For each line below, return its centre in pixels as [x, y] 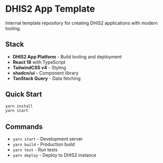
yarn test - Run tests [35, 150]
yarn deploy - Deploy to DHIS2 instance [55, 155]
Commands [24, 127]
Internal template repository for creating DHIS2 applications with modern [81, 23]
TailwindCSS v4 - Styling [39, 67]
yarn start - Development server [48, 139]
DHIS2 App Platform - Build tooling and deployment [67, 57]
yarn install [19, 106]
